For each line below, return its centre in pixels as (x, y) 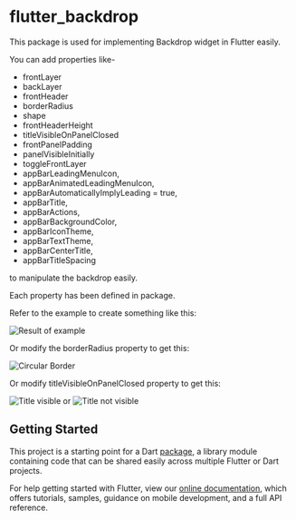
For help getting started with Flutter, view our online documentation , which (148, 488)
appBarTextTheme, (58, 240)
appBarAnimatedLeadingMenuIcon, (88, 182)
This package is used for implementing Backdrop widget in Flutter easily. (145, 42)
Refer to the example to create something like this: (103, 313)
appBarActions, (51, 211)
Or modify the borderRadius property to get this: (100, 348)
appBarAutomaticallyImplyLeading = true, (100, 192)
